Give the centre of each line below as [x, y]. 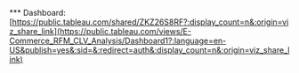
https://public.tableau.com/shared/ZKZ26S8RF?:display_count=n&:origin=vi [150, 22]
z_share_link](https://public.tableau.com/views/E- [100, 31]
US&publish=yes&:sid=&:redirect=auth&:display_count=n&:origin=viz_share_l [149, 50]
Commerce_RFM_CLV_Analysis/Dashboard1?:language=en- [118, 40]
